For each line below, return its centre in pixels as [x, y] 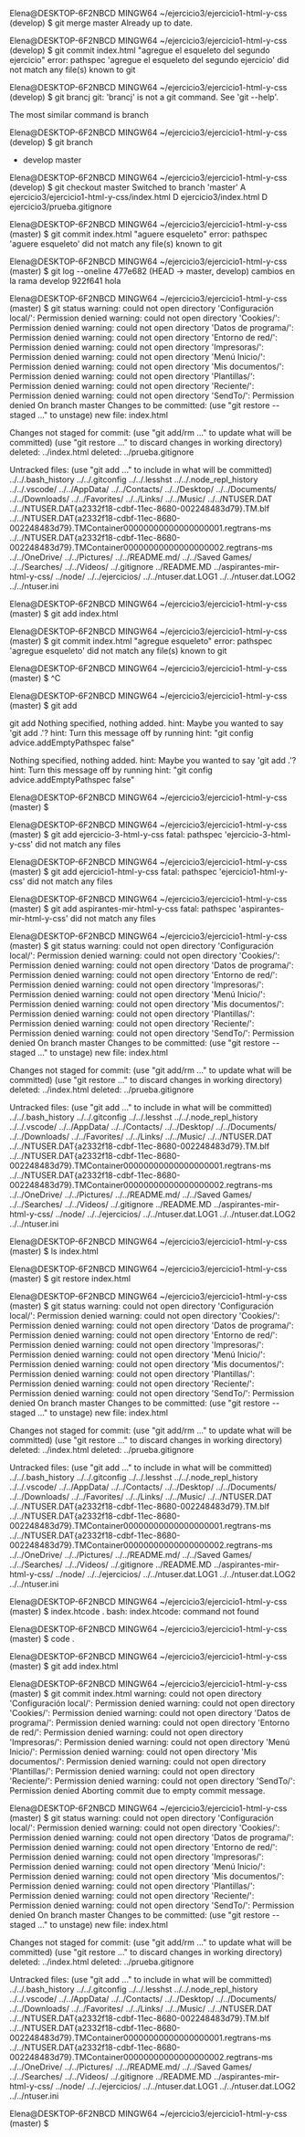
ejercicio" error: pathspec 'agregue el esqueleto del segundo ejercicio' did [149, 60]
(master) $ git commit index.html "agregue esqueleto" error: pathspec [141, 641]
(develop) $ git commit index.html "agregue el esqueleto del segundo [140, 50]
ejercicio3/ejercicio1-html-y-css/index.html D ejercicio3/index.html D [138, 197]
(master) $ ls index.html [54, 1251]
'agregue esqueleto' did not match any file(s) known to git [118, 651]
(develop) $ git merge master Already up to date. [101, 23]
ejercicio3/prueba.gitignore [61, 206]
